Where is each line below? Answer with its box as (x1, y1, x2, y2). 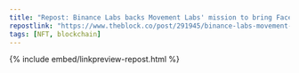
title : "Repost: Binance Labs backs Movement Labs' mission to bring (9, 12, 273, 22)
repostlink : (9, 21, 53, 30)
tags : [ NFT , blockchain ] (9, 29, 101, 38)
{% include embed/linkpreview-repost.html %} (9, 54, 181, 65)
